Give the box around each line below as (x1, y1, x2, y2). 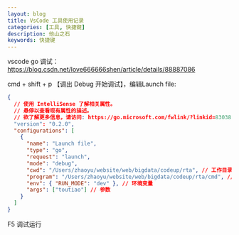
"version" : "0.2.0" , (14, 120, 75, 128)
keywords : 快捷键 (7, 37, 55, 44)
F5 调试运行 (7, 219, 42, 228)
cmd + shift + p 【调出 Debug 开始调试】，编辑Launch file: (7, 80, 176, 89)
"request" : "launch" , (26, 153, 91, 160)
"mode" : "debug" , (26, 160, 78, 167)
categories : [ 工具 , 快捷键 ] (7, 23, 85, 31)
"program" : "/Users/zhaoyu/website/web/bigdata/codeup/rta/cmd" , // (26, 173, 234, 180)
